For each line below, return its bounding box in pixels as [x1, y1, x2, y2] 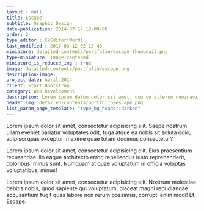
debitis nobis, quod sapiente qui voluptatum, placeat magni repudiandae [6, 184, 188, 192]
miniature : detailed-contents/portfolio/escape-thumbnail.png [6, 49, 168, 55]
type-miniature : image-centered [6, 54, 89, 60]
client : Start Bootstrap [6, 83, 70, 89]
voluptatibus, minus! [6, 166, 57, 174]
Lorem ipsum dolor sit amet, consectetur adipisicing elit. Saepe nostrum [6, 122, 188, 129]
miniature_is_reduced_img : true [6, 60, 92, 66]
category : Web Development [6, 88, 75, 95]
